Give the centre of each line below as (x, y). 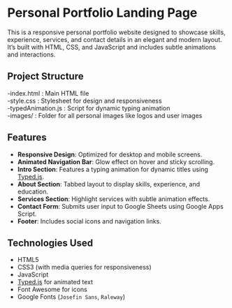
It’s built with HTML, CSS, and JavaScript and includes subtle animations (112, 47)
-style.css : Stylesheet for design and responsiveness (85, 101)
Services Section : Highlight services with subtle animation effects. (114, 199)
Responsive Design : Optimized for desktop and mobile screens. (110, 154)
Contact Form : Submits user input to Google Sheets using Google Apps (120, 206)
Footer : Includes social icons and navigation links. (89, 221)
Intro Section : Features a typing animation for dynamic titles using (113, 169)
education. (33, 191)
